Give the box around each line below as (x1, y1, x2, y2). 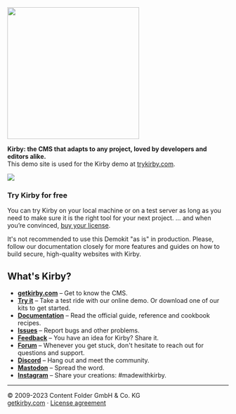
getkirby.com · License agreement (7, 399, 107, 407)
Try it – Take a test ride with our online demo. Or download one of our (17, 297, 220, 305)
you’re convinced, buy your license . (7, 221, 111, 230)
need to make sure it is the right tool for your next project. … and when (7, 214, 211, 222)
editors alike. (7, 153, 46, 160)
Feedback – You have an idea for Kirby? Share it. (17, 334, 159, 342)
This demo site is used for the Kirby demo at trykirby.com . (7, 160, 176, 168)
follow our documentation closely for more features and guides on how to (7, 242, 220, 251)
